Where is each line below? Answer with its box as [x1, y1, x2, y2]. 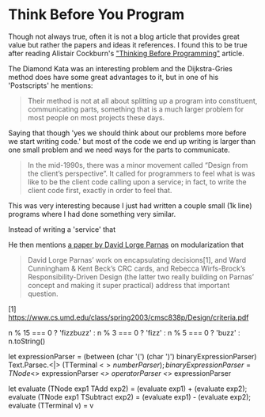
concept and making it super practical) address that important [27, 280, 230, 290]
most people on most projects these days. [27, 112, 165, 122]
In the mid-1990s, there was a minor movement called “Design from [27, 160, 248, 169]
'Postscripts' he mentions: [8, 81, 93, 90]
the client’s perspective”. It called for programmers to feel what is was [27, 169, 256, 178]
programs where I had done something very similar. [8, 209, 176, 218]
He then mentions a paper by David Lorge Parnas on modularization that [8, 240, 244, 249]
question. [27, 289, 59, 298]
